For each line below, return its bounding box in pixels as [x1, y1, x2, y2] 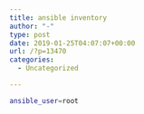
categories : [9, 55, 54, 64]
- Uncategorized [17, 64, 79, 73]
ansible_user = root [9, 96, 79, 105]
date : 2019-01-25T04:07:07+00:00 [9, 38, 136, 48]
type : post [9, 30, 51, 39]
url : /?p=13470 [9, 47, 67, 56]
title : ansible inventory [9, 13, 107, 23]
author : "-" [9, 22, 54, 31]
